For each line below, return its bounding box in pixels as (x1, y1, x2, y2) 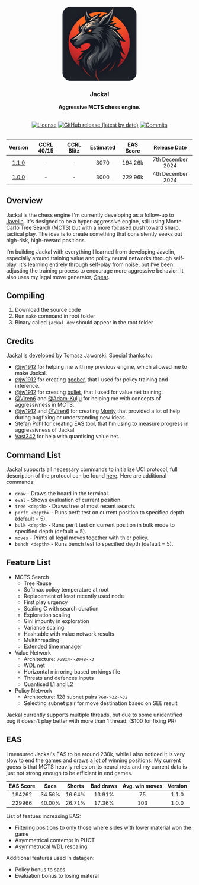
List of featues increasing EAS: (6, 813, 81, 820)
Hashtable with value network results (23, 630, 114, 637)
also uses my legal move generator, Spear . (6, 273, 110, 280)
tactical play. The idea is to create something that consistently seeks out (6, 230, 182, 238)
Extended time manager (23, 643, 82, 650)
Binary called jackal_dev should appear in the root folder (14, 319, 153, 326)
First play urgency (23, 598, 68, 606)
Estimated (89, 144, 115, 151)
